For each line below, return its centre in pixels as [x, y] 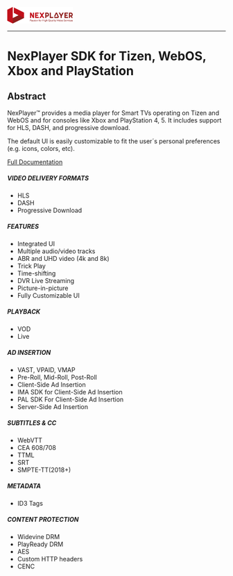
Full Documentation [35, 162]
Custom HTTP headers [50, 559]
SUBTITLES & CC [32, 423]
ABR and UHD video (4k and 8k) [63, 259]
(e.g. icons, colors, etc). [41, 149]
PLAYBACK [24, 311]
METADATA [24, 486]
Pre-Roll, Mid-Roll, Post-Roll [57, 377]
